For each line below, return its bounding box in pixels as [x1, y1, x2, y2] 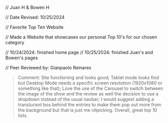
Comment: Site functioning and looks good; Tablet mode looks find [17, 75, 159, 81]
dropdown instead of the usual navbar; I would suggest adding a [17, 96, 154, 102]
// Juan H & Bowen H [5, 5, 50, 10]
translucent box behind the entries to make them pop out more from [17, 102, 161, 108]
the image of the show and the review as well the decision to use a [17, 91, 159, 96]
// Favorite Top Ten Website [5, 24, 64, 30]
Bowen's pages [5, 55, 38, 61]
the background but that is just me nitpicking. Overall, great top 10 [17, 107, 157, 113]
